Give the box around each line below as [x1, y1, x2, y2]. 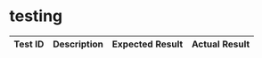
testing [9, 6, 63, 26]
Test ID [13, 38, 45, 50]
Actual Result [191, 38, 250, 50]
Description [53, 38, 104, 50]
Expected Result [111, 38, 184, 50]
